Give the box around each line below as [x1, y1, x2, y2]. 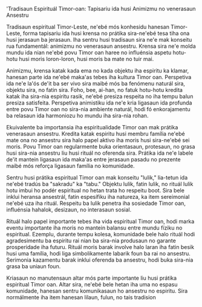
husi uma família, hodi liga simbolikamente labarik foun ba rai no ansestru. [6, 250, 191, 257]
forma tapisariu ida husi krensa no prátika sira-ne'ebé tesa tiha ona [23, 30, 190, 37]
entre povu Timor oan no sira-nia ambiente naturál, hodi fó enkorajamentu [6, 106, 191, 112]
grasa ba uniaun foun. [6, 263, 61, 270]
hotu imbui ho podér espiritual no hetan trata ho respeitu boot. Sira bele [6, 187, 184, 194]
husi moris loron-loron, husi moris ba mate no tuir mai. [19, 56, 154, 62]
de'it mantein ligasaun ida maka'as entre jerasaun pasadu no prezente [6, 156, 181, 163]
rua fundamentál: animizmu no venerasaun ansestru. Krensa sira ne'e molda [6, 42, 197, 50]
